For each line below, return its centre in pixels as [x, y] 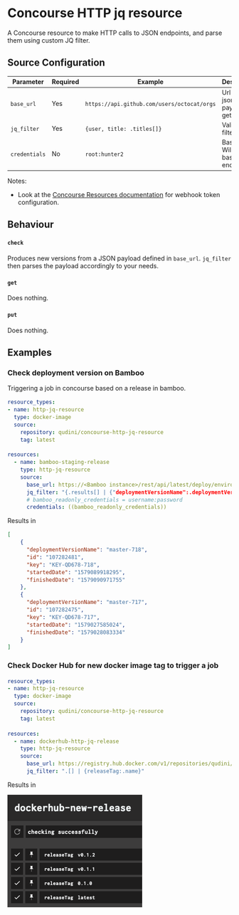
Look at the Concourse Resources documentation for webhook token [119, 194]
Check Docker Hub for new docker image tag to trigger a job [113, 665]
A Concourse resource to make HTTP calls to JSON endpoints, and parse [115, 33]
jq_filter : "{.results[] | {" [71, 492]
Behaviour [31, 224]
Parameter [28, 82]
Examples [30, 353]
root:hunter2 [104, 154]
